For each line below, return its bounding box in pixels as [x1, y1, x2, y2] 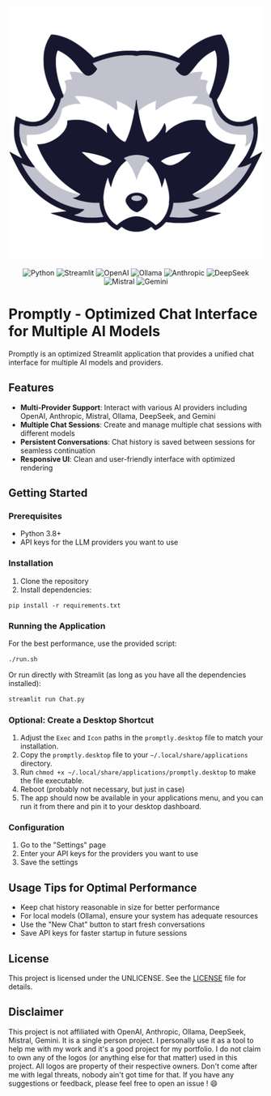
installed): [8, 678, 42, 688]
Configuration [8, 822, 65, 833]
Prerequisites [8, 510, 62, 522]
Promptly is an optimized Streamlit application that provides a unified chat [8, 348, 255, 358]
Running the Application [8, 620, 106, 631]
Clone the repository [19, 576, 89, 586]
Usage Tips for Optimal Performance [8, 881, 197, 894]
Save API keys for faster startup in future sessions [19, 928, 188, 938]
